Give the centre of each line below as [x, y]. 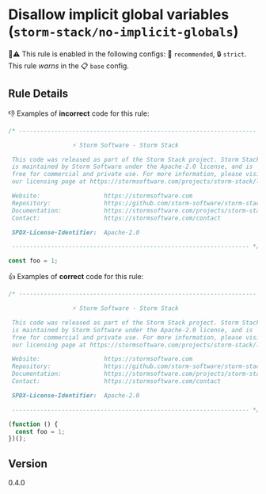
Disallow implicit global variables [119, 15]
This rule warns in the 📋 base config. [68, 66]
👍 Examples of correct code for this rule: [76, 277]
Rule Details [38, 94]
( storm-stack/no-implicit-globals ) [123, 31]
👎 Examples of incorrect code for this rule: [79, 113]
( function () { [33, 424]
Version [28, 463]
